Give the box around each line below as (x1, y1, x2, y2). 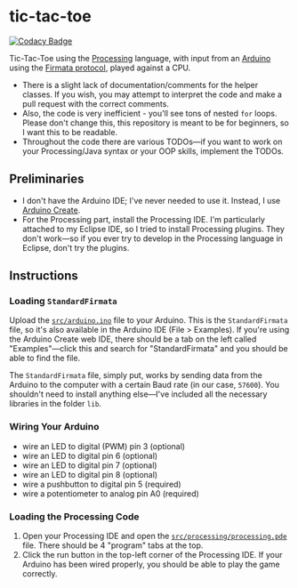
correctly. (21, 568, 58, 579)
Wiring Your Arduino (9, 421, 100, 433)
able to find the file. (9, 353, 81, 364)
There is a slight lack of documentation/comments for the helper (21, 79, 259, 90)
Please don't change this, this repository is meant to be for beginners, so (21, 117, 289, 128)
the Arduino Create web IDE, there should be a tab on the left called (9, 334, 257, 344)
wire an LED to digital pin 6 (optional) (21, 450, 158, 461)
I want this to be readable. (21, 126, 118, 137)
